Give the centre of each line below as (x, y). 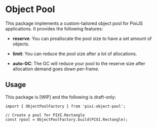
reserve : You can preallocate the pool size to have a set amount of (82, 38)
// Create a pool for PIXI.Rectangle (45, 115)
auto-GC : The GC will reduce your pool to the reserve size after (79, 63)
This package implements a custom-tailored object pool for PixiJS (74, 23)
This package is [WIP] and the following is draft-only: (61, 97)
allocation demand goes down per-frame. (56, 69)
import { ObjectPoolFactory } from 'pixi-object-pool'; (65, 106)
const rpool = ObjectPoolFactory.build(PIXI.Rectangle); (67, 119)
